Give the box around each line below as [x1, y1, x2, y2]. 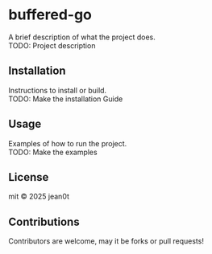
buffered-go [8, 6, 93, 24]
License [8, 170, 49, 184]
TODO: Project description [8, 40, 96, 50]
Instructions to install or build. [8, 85, 107, 95]
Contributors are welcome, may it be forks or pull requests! [8, 236, 204, 246]
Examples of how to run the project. [8, 138, 127, 148]
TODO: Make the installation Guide [8, 94, 123, 104]
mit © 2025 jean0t [8, 191, 70, 202]
